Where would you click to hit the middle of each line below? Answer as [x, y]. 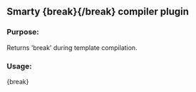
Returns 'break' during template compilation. [72, 47]
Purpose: [23, 32]
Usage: [20, 66]
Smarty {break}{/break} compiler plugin [98, 12]
